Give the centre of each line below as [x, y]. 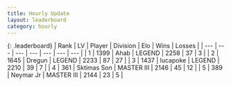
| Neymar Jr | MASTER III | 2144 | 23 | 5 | [65, 75]
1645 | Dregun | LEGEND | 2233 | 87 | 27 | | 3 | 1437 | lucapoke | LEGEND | [113, 61]
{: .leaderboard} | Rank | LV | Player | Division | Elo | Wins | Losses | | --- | [112, 46]
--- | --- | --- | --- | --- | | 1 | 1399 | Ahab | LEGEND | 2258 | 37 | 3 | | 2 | [117, 53]
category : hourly [32, 26]
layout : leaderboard [37, 20]
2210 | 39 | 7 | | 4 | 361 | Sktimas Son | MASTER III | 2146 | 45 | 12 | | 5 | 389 [115, 68]
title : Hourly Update [38, 13]
